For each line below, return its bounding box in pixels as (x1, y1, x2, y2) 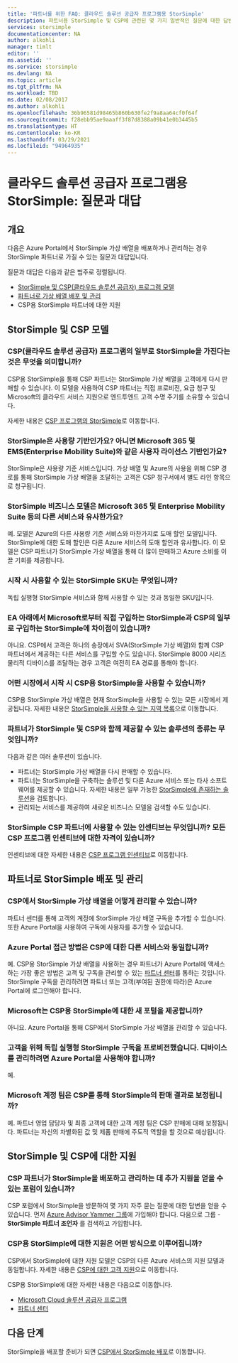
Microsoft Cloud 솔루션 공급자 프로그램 (17, 1295, 127, 1304)
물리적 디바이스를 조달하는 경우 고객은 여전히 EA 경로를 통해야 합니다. (7, 659, 199, 667)
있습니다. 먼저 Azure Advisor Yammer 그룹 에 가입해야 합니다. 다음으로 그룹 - (7, 1210, 221, 1219)
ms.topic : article (7, 76, 62, 84)
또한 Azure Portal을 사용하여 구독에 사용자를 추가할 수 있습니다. (7, 922, 183, 931)
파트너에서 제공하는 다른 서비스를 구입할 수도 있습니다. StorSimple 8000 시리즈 (7, 650, 227, 658)
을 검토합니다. (29, 794, 67, 802)
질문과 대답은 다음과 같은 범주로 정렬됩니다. (7, 268, 127, 276)
